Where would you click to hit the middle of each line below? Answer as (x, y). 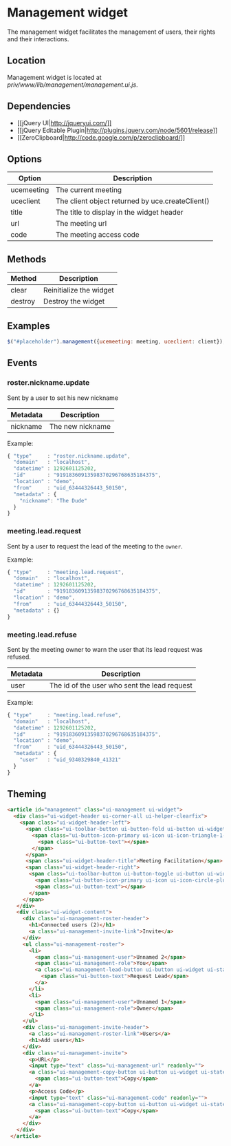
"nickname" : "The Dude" (54, 500)
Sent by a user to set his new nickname (63, 398)
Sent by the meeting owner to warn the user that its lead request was (105, 649)
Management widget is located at (54, 77)
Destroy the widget (74, 301)
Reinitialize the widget (79, 290)
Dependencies (39, 106)
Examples (29, 326)
